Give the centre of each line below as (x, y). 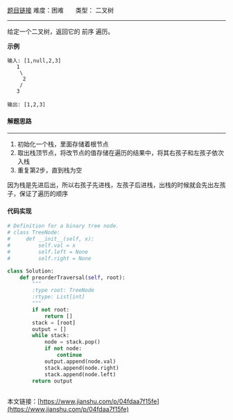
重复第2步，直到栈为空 (50, 170)
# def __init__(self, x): (51, 239)
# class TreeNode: (34, 233)
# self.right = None (49, 258)
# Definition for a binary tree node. (63, 226)
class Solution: (31, 271)
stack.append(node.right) (81, 368)
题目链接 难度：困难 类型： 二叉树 (61, 10)
